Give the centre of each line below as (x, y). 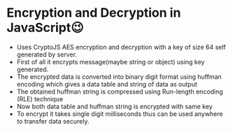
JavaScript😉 (45, 28)
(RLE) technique (40, 98)
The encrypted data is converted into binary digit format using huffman (119, 76)
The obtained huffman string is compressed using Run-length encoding (120, 91)
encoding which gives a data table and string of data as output (107, 84)
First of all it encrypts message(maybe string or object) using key (111, 61)
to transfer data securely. (53, 121)
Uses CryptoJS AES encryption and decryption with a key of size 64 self (121, 47)
